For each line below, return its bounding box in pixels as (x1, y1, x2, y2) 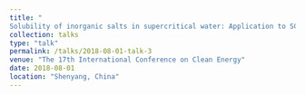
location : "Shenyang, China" (9, 72, 120, 81)
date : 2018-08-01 (9, 64, 75, 73)
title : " (9, 13, 43, 23)
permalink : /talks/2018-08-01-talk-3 (9, 47, 152, 56)
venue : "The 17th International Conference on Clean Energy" (9, 55, 246, 64)
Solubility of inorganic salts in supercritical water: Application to (9, 22, 286, 31)
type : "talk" (9, 38, 59, 48)
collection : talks (9, 30, 79, 39)
